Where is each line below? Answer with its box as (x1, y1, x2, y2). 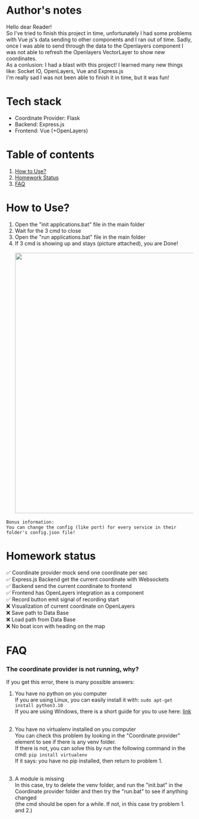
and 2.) (14, 807, 33, 814)
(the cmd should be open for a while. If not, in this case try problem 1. (14, 801, 185, 808)
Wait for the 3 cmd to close (14, 227, 81, 234)
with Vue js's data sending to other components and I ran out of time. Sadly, (6, 36, 192, 43)
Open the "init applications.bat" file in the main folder (14, 221, 145, 228)
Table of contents (6, 148, 95, 161)
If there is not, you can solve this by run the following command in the (14, 745, 186, 752)
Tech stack (6, 95, 62, 108)
